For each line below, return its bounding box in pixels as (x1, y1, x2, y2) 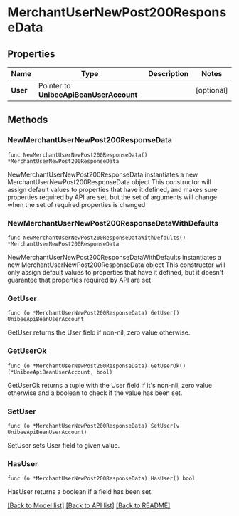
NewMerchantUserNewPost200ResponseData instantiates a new (7, 170, 198, 179)
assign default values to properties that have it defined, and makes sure (7, 185, 218, 194)
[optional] (195, 85, 228, 95)
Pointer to (38, 81, 71, 90)
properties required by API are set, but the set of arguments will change (7, 193, 218, 201)
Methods (7, 114, 48, 126)
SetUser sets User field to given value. (7, 441, 120, 449)
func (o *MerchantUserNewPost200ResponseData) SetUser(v (7, 422, 180, 429)
